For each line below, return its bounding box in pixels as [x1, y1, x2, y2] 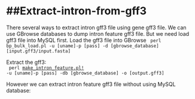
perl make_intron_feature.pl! [8, 64, 84, 71]
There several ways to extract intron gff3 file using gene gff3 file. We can [6, 24, 187, 31]
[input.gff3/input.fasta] [6, 48, 71, 54]
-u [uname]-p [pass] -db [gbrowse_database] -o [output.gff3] [6, 70, 164, 76]
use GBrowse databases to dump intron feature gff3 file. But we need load [6, 30, 190, 37]
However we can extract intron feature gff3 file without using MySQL [6, 81, 176, 88]
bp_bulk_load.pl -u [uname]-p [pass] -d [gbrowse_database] [6, 43, 160, 49]
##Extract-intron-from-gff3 [6, 4, 147, 18]
